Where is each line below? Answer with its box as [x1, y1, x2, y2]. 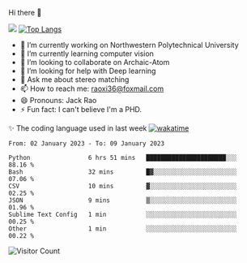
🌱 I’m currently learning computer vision [19, 49, 154, 58]
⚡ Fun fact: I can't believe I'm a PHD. [19, 105, 143, 114]
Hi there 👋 [8, 8, 42, 17]
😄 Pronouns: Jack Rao [19, 96, 97, 105]
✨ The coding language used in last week [8, 123, 147, 133]
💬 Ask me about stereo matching [19, 75, 130, 84]
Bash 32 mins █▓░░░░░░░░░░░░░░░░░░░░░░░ [8, 168, 237, 176]
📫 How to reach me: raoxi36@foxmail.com [19, 84, 164, 93]
